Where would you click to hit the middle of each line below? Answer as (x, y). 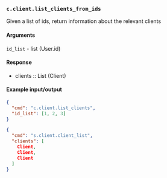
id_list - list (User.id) (33, 48)
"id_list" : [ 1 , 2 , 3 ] (39, 113)
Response (19, 62)
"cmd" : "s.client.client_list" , (52, 136)
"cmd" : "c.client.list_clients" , (54, 108)
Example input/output (34, 89)
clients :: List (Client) (40, 75)
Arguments (21, 35)
